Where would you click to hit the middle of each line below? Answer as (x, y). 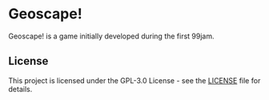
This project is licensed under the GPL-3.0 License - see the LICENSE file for (134, 80)
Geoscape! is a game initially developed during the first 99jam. (111, 36)
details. (20, 89)
